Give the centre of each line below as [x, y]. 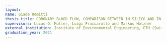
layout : [13, 10]
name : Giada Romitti [27, 14]
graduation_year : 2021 [29, 33]
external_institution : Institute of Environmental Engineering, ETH [78, 28]
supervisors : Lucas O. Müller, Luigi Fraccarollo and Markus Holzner [79, 23]
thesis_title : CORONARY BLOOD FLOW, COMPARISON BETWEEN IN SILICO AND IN [83, 19]
